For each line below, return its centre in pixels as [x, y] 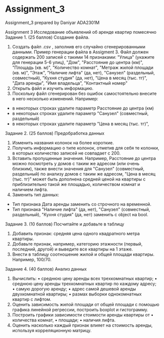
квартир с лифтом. [32, 299]
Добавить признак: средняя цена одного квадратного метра [76, 233]
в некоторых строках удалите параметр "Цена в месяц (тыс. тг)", [81, 124]
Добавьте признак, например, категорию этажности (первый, [77, 244]
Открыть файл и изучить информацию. [53, 88]
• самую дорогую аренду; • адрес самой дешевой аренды [74, 289]
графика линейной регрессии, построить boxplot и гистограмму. [80, 310]
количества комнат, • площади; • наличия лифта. [64, 320]
